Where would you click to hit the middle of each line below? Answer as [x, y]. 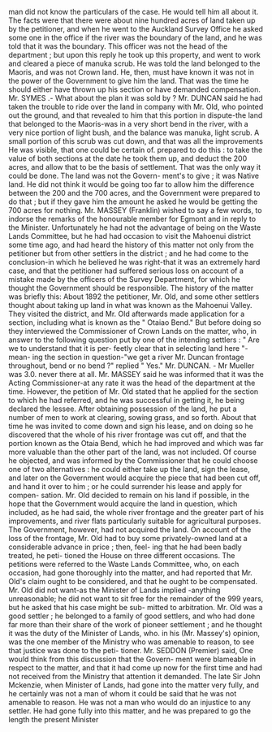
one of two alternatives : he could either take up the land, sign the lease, [129, 469]
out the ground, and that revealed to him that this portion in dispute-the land [136, 115]
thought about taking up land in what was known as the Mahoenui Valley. [130, 305]
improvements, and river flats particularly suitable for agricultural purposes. [135, 521]
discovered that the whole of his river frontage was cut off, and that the [127, 435]
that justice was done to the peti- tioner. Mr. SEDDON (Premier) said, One [131, 650]
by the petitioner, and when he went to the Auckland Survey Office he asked [136, 29]
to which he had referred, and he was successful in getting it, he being [127, 400]
